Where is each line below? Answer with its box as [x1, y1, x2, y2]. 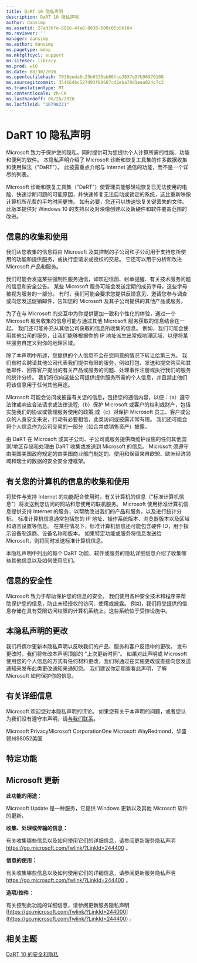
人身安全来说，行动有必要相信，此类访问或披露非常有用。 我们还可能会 [16, 416, 188, 423]
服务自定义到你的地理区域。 [11, 339, 78, 346]
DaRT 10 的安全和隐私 [6, 951, 59, 958]
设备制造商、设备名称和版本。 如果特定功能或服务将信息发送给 [11, 530, 162, 537]
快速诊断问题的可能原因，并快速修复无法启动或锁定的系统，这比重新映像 [16, 191, 191, 198]
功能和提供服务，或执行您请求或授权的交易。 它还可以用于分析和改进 [16, 256, 182, 263]
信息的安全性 [6, 576, 53, 586]
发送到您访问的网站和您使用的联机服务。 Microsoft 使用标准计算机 [23, 500, 184, 508]
